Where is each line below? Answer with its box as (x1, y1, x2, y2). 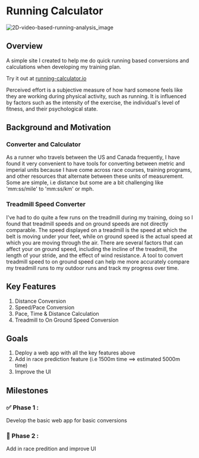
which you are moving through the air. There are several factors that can (6, 239, 183, 246)
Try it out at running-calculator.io (6, 74, 87, 81)
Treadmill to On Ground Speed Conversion (14, 316, 119, 324)
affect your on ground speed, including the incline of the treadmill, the (6, 245, 178, 252)
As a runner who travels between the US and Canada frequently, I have (6, 153, 180, 161)
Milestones (6, 385, 49, 396)
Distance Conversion (14, 297, 67, 305)
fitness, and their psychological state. (6, 105, 98, 112)
